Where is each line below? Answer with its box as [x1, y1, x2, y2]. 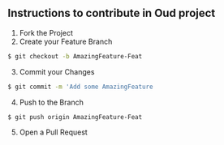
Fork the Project [19, 28, 74, 37]
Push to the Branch [19, 97, 84, 107]
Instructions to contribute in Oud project [7, 6, 216, 20]
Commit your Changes [19, 66, 95, 76]
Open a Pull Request [19, 127, 88, 137]
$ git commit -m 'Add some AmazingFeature [7, 83, 153, 91]
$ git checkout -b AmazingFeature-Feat [7, 52, 143, 60]
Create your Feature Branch [19, 36, 113, 46]
